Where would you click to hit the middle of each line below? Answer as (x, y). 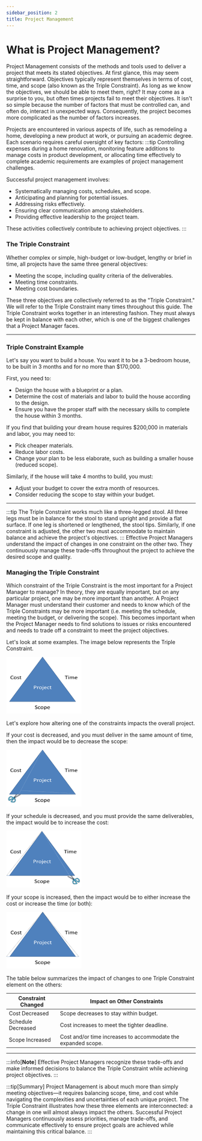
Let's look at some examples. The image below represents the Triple (91, 642)
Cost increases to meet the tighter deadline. (114, 1025)
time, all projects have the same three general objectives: (77, 264)
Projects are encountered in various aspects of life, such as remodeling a (97, 129)
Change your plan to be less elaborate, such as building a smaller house (104, 458)
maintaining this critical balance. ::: (49, 1131)
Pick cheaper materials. (44, 446)
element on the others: (34, 985)
